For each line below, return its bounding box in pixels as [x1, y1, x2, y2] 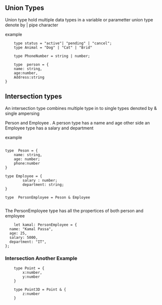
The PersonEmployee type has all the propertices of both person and [5, 208, 144, 214]
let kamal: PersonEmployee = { [14, 222, 77, 227]
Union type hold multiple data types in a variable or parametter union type [5, 17, 153, 22]
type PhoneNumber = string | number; [14, 54, 90, 58]
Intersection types [5, 92, 62, 101]
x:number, [22, 270, 42, 275]
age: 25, [9, 231, 27, 235]
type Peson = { [5, 148, 38, 153]
